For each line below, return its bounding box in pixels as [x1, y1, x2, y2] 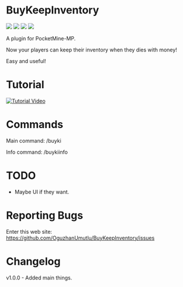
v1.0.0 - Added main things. [6, 274, 72, 281]
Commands [6, 118, 64, 132]
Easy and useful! [6, 57, 46, 64]
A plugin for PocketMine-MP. [6, 34, 76, 42]
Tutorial [6, 78, 45, 91]
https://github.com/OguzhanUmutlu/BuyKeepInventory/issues [6, 234, 155, 241]
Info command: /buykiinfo [6, 148, 68, 155]
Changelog [6, 255, 61, 268]
